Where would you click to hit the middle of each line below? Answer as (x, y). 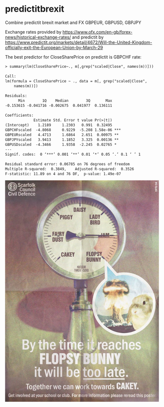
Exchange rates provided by (33, 32)
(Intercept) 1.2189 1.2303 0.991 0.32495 (59, 125)
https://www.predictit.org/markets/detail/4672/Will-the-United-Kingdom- (79, 42)
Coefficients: (20, 115)
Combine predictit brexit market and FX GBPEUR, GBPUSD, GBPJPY (73, 22)
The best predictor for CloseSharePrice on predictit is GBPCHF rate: (73, 57)
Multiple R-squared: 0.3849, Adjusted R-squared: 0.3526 (70, 169)
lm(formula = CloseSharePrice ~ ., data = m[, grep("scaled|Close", (76, 81)
